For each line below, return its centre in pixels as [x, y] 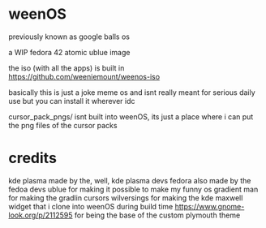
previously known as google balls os [69, 37]
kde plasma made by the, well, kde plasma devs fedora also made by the [130, 180]
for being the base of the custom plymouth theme [157, 215]
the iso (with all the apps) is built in [66, 68]
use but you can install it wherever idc [72, 101]
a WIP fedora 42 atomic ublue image [69, 52]
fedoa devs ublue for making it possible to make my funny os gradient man [133, 189]
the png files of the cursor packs [63, 125]
